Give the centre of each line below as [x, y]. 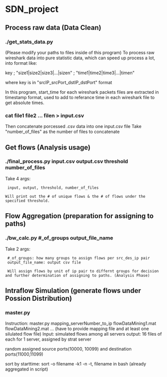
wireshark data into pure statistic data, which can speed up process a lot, [80, 58]
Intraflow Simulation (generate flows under [73, 291]
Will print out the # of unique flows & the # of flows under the [75, 196]
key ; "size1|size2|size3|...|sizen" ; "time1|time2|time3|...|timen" [70, 73]
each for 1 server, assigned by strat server [48, 339]
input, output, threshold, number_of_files [53, 188]
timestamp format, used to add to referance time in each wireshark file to [80, 97]
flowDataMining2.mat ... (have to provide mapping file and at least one [77, 329]
